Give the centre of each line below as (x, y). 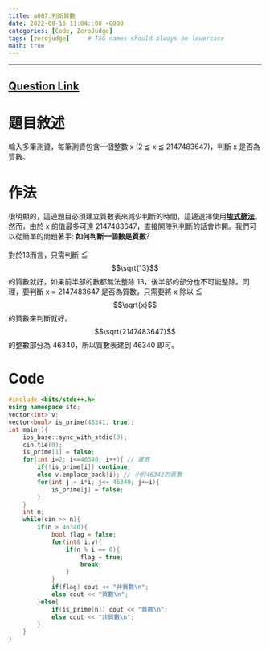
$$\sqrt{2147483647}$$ (135, 332)
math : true (27, 46)
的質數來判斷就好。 (40, 318)
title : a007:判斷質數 (42, 16)
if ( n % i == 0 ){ (93, 549)
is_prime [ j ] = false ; (88, 489)
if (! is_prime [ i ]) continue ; (84, 467)
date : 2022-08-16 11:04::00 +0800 (66, 23)
